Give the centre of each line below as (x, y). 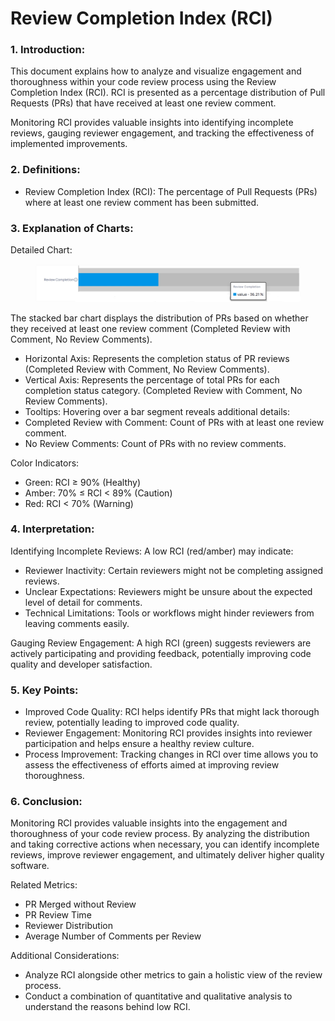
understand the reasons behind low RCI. (107, 1007)
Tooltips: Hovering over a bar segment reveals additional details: (157, 411)
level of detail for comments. (83, 602)
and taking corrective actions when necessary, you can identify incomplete (165, 844)
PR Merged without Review (80, 904)
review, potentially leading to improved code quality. (132, 723)
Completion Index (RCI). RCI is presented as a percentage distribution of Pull (168, 93)
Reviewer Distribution (68, 926)
